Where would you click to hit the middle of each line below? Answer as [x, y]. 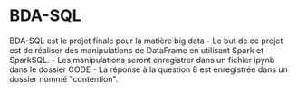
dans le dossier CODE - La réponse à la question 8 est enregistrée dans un [148, 69]
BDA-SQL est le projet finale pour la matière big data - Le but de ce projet [146, 41]
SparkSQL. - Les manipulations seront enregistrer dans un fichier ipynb [142, 60]
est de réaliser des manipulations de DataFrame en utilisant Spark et [137, 50]
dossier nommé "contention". [64, 78]
